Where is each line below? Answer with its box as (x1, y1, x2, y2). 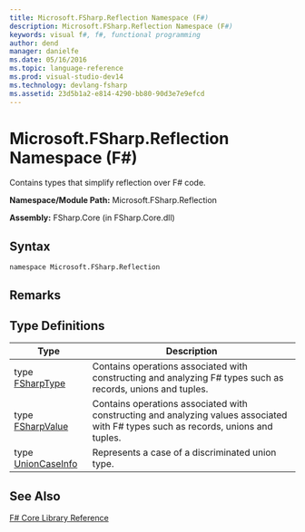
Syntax (9, 238, 51, 254)
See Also (9, 488, 61, 504)
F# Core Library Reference (9, 513, 109, 524)
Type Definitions (9, 318, 105, 334)
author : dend (9, 38, 59, 48)
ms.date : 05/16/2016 (9, 55, 88, 64)
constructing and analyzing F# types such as (92, 372, 284, 384)
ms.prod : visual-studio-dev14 (9, 73, 124, 82)
